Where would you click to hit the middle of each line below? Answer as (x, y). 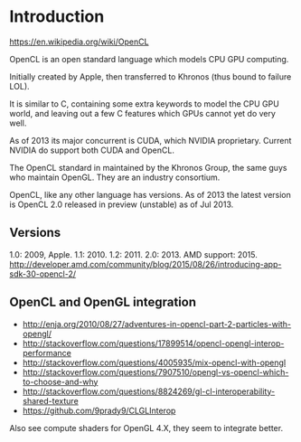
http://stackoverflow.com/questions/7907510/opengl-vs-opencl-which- (155, 371)
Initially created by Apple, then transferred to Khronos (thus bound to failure (150, 76)
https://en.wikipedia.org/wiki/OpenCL (79, 42)
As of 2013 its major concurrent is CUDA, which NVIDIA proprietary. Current (150, 140)
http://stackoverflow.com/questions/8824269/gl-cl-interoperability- (149, 391)
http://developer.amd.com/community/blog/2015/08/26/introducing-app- (146, 264)
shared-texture (50, 400)
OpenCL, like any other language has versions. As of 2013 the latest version (150, 194)
